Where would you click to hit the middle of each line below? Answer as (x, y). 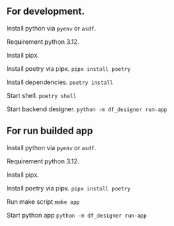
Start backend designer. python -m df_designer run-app (87, 109)
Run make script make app (43, 202)
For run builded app (50, 131)
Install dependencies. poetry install (60, 82)
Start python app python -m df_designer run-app (77, 215)
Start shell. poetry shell (41, 95)
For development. (46, 11)
